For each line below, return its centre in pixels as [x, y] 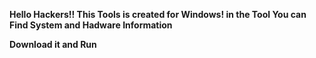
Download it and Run [53, 44]
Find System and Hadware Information [91, 25]
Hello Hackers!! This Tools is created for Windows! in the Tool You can [158, 14]
